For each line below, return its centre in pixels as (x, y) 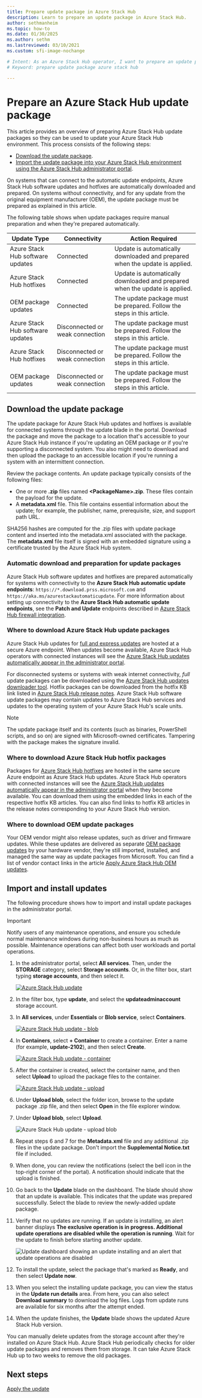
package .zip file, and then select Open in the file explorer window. (98, 1106)
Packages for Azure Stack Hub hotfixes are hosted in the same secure (94, 771)
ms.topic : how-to (28, 29)
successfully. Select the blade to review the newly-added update (96, 1203)
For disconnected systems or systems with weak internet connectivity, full (99, 674)
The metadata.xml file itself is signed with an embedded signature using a (99, 542)
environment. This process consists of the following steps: (79, 144)
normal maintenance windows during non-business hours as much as (93, 939)
